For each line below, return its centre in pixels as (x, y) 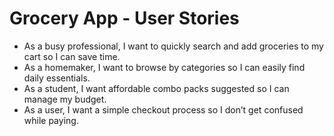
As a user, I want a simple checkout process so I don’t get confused (163, 109)
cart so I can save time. (72, 56)
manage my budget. (65, 99)
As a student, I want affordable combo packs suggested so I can (156, 88)
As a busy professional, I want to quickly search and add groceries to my (173, 46)
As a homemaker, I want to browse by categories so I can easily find (164, 67)
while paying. (51, 120)
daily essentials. (57, 78)
